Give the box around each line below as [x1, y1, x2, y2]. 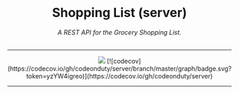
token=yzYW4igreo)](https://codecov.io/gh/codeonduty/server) [26, 71, 213, 80]
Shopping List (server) [52, 5, 187, 21]
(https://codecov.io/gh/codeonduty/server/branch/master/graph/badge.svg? [7, 64, 232, 73]
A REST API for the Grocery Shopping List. [57, 28, 182, 36]
